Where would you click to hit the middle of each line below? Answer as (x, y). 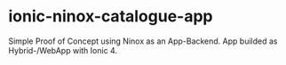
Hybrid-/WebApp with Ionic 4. (63, 50)
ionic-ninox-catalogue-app (111, 16)
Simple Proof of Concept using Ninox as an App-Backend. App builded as (143, 41)
